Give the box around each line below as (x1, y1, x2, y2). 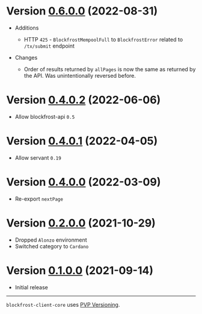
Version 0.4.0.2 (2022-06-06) (6, 93, 161, 107)
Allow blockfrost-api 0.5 (14, 113, 75, 120)
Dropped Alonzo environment (14, 236, 87, 243)
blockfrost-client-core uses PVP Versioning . (6, 301, 120, 308)
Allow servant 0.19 (14, 154, 61, 161)
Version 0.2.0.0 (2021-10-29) (6, 216, 156, 230)
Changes (14, 54, 38, 61)
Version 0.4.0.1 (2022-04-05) (6, 134, 158, 148)
